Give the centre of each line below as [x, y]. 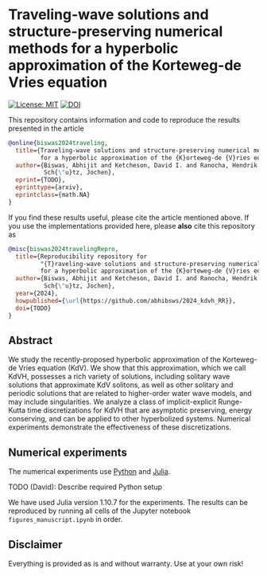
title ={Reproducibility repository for [81, 257]
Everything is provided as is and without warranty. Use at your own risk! [126, 564]
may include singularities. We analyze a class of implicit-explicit [112, 402]
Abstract [31, 340]
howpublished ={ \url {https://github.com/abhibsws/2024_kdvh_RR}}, [126, 300]
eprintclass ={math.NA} [53, 195]
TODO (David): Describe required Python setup [85, 487]
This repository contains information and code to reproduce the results [124, 120]
